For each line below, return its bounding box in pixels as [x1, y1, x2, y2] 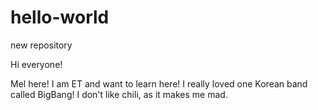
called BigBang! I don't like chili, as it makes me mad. [10, 88, 228, 100]
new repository [10, 39, 73, 51]
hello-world [10, 6, 110, 29]
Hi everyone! [10, 58, 63, 70]
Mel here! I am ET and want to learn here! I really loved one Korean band [10, 77, 308, 90]
